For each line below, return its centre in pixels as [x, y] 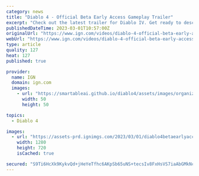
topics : [16, 115]
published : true [26, 61]
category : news [25, 12]
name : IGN [23, 77]
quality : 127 [22, 50]
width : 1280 [31, 142]
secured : [17, 164]
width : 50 [34, 99]
